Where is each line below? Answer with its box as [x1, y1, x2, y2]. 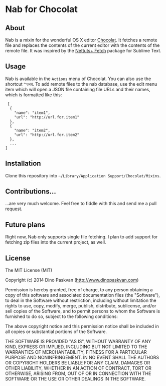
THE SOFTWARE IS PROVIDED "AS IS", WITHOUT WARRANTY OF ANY [5, 339, 151, 345]
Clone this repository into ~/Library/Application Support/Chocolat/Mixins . [5, 172, 161, 178]
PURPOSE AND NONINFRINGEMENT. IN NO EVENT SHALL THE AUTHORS [5, 354, 159, 361]
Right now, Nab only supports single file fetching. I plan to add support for [5, 234, 158, 240]
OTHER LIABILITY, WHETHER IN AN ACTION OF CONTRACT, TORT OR [5, 365, 151, 371]
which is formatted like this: [5, 92, 62, 98]
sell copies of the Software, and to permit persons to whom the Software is [5, 308, 160, 314]
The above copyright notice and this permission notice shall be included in [5, 324, 159, 330]
